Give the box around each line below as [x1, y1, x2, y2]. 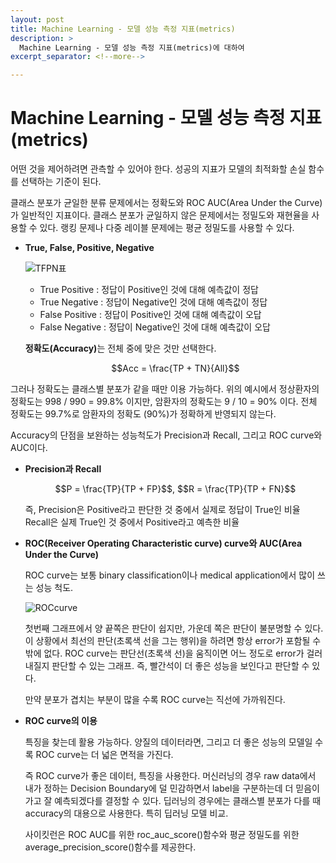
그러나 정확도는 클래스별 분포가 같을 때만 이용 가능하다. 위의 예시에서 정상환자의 [10, 383, 320, 395]
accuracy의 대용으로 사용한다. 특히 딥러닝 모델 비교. [24, 807, 229, 820]
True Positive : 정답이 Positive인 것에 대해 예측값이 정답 [39, 284, 259, 296]
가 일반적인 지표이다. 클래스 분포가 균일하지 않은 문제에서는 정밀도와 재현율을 [10, 209, 310, 221]
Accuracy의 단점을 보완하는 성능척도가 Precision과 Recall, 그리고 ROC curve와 [10, 429, 323, 441]
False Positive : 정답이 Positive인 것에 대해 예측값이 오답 [39, 309, 262, 321]
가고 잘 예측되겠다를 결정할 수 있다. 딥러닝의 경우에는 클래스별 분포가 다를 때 [24, 795, 322, 807]
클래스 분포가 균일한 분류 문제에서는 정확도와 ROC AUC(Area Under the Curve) [10, 197, 323, 209]
